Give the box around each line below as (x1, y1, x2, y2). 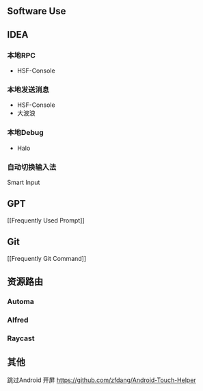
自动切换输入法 (7, 162, 57, 172)
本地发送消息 (7, 85, 50, 94)
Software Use (7, 5, 66, 17)
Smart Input (7, 178, 40, 186)
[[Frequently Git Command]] (7, 254, 87, 262)
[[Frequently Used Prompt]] (7, 216, 85, 225)
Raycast (7, 333, 35, 343)
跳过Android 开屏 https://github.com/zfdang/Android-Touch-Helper (7, 376, 196, 384)
